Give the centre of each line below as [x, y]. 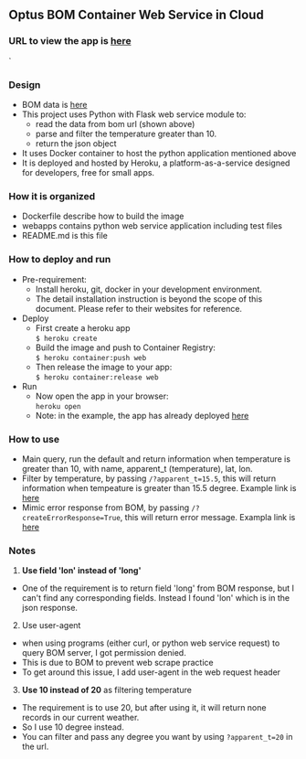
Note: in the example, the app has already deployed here [142, 415]
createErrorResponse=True [71, 518]
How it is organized [52, 196]
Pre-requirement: [54, 279]
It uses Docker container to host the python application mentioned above [159, 153]
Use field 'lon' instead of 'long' [81, 571]
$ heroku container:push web [91, 358]
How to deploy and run [60, 260]
